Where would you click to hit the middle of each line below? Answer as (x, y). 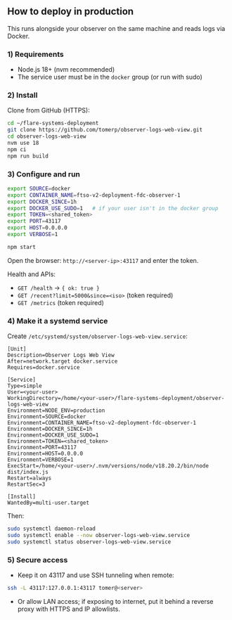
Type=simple (25, 386)
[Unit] (17, 349)
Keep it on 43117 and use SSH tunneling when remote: (96, 575)
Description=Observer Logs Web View (61, 355)
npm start (22, 247)
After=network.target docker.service (63, 361)
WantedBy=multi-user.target (49, 503)
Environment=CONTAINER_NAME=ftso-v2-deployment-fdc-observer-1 (102, 423)
